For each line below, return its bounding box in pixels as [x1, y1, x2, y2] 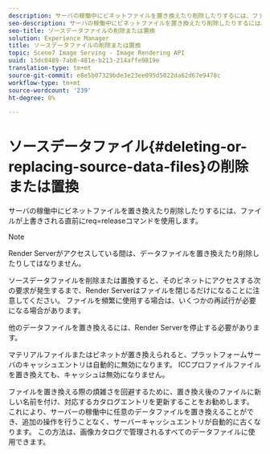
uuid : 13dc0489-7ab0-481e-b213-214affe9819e [8, 57, 160, 65]
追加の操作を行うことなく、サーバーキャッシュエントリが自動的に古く [22, 417, 255, 427]
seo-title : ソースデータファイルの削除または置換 [8, 26, 156, 34]
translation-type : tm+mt [8, 64, 92, 72]
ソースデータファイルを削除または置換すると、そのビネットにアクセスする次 [8, 276, 261, 286]
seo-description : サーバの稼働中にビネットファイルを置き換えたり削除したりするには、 [8, 19, 267, 27]
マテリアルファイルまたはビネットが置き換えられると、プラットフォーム [8, 350, 247, 359]
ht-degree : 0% [8, 94, 56, 102]
